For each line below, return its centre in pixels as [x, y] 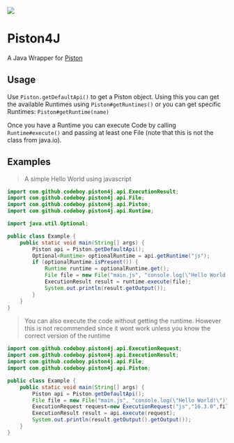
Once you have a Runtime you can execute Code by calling [92, 125]
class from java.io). [34, 140]
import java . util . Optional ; [48, 224]
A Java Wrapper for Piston [45, 58]
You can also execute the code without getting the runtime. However [123, 321]
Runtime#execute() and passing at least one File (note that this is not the [110, 132]
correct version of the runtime [67, 336]
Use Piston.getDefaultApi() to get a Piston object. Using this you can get [113, 96]
